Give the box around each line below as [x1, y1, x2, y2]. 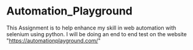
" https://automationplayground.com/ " [6, 37, 101, 44]
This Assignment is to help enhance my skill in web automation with [6, 24, 177, 31]
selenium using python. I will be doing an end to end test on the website [6, 30, 188, 37]
